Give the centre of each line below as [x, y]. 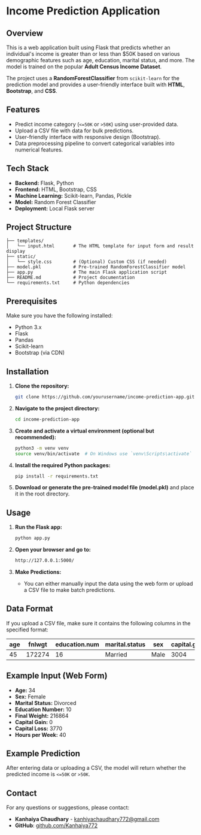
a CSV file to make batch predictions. [69, 590]
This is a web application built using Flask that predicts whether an [88, 47]
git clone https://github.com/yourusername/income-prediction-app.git [105, 397]
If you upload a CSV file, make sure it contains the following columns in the [98, 623]
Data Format [30, 609]
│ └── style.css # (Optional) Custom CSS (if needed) [87, 262]
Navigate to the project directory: [57, 408]
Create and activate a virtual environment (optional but [84, 431]
